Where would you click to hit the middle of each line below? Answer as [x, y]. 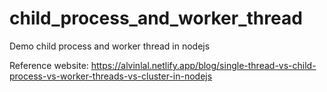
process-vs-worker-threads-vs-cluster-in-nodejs [111, 76]
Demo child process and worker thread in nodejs [110, 46]
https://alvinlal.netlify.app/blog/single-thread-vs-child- [203, 65]
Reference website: [49, 65]
